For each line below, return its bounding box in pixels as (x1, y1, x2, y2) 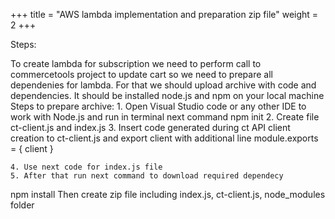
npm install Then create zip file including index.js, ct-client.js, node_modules (10, 189, 326, 200)
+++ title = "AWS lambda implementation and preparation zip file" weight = (10, 9, 319, 20)
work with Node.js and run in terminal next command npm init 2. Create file (10, 111, 320, 123)
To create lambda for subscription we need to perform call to (10, 58, 262, 69)
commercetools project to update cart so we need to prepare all (10, 69, 273, 80)
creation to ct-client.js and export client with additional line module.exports (10, 132, 319, 144)
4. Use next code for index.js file (10, 162, 163, 172)
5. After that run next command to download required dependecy (10, 171, 284, 181)
